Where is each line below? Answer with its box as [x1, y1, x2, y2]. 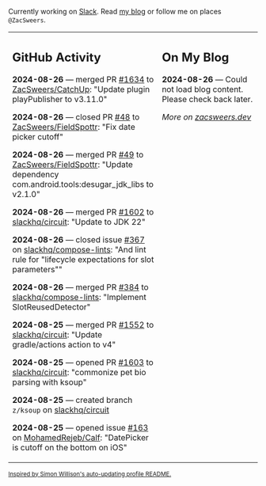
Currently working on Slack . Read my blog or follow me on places [8, 7, 222, 16]
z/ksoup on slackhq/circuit [12, 404, 109, 415]
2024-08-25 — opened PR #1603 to [12, 356, 154, 367]
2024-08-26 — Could [161, 74, 248, 85]
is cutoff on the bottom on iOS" [12, 442, 127, 453]
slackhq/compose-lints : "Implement [12, 291, 146, 302]
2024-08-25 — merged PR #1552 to [12, 319, 154, 330]
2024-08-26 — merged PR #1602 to [12, 206, 154, 217]
